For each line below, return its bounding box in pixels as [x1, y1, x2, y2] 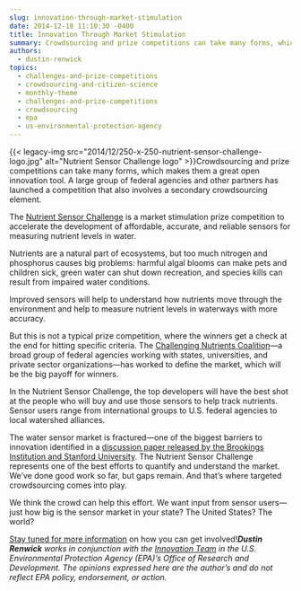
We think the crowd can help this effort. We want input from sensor [9, 498, 257, 507]
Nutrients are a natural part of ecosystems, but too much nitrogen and [9, 248, 268, 259]
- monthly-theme [17, 88, 78, 97]
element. [9, 194, 42, 205]
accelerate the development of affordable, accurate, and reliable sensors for [9, 221, 291, 232]
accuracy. [9, 313, 47, 323]
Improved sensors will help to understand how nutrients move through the [9, 294, 282, 304]
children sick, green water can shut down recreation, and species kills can [9, 267, 283, 278]
